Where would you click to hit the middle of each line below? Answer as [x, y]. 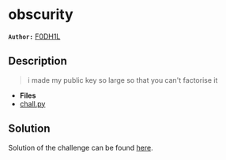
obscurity [41, 15]
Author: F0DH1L [34, 36]
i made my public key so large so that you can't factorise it [122, 80]
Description [38, 61]
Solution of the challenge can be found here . [81, 147]
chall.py [32, 103]
